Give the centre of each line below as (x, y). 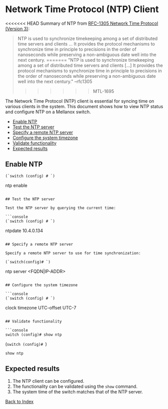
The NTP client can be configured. (48, 381)
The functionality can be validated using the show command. (75, 386)
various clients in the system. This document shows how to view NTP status (84, 106)
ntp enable (16, 185)
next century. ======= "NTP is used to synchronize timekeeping (86, 60)
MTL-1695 (104, 91)
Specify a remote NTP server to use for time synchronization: (73, 253)
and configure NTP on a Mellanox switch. (48, 112)
